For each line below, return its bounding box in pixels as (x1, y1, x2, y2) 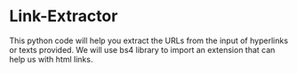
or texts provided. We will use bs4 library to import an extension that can (9, 44, 276, 55)
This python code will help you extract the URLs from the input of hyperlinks (9, 35, 289, 46)
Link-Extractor (9, 6, 118, 26)
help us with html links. (9, 54, 93, 64)
